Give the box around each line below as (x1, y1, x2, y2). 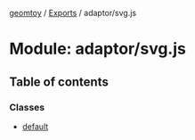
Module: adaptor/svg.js (9, 39, 187, 59)
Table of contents (9, 74, 109, 89)
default (21, 120, 49, 132)
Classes (9, 101, 45, 113)
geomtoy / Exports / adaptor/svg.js (9, 8, 136, 18)
